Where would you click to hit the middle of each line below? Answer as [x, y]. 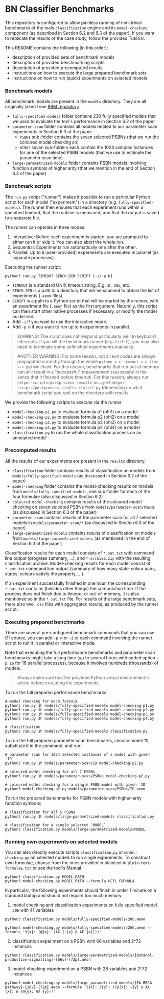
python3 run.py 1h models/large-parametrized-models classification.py [80, 817]
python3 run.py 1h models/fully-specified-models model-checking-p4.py [80, 719]
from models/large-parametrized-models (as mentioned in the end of [81, 538]
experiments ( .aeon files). [38, 296]
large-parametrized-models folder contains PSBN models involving [79, 163]
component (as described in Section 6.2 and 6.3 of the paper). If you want [80, 33]
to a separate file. [23, 218]
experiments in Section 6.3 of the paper [52, 132]
